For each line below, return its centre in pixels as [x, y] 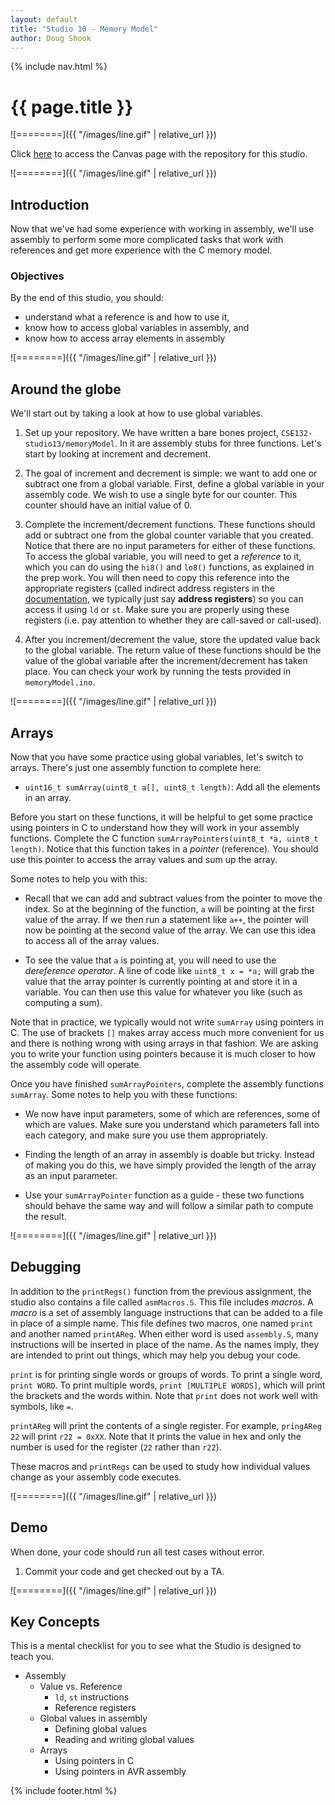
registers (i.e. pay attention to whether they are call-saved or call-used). [173, 620]
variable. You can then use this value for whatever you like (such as [163, 992]
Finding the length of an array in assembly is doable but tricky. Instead [169, 1155]
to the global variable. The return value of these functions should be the [173, 650]
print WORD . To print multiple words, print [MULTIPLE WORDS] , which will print [168, 1385]
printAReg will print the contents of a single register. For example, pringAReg [166, 1425]
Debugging [46, 1267]
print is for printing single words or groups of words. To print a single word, [166, 1374]
